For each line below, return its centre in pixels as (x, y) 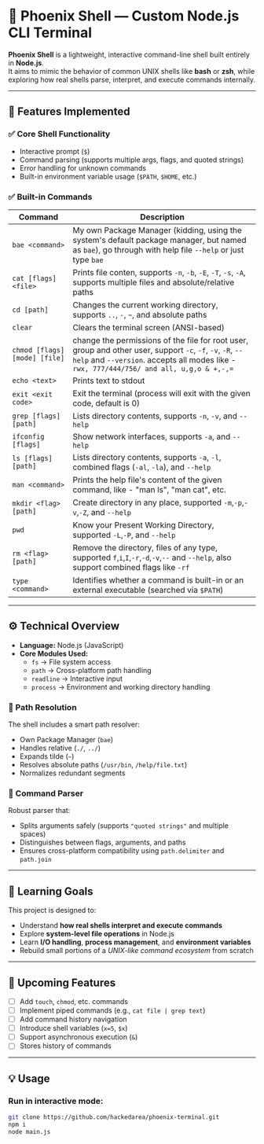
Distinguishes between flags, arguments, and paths (103, 842)
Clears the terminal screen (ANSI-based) (149, 327)
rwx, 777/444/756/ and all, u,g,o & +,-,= (153, 368)
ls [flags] (32, 458)
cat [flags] (35, 278)
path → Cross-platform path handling (91, 670)
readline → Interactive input (77, 679)
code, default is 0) (106, 403)
